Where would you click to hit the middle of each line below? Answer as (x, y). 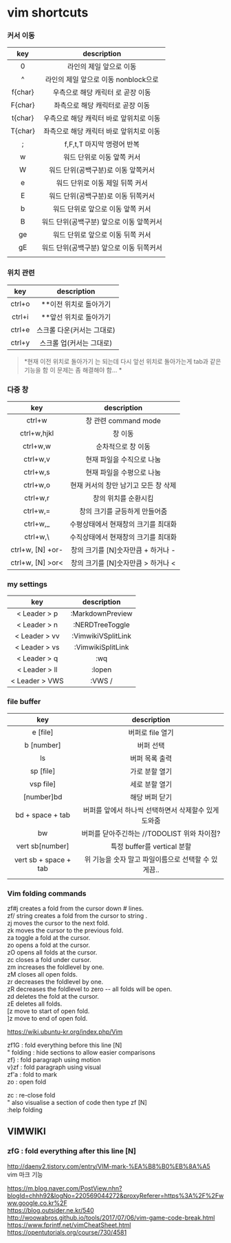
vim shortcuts (48, 13)
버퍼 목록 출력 (151, 758)
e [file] (43, 732)
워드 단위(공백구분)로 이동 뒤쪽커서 (102, 196)
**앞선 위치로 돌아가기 (76, 317)
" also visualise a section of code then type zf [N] (77, 1102)
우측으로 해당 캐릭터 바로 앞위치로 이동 (102, 119)
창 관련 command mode (123, 421)
